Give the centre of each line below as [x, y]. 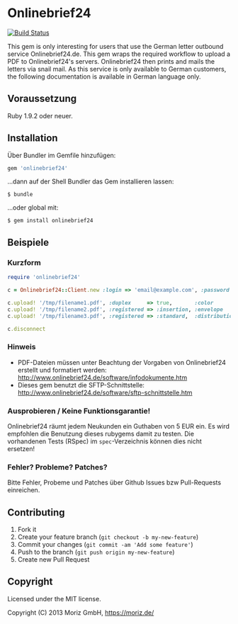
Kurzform [24, 262]
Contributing [36, 512]
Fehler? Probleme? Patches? [57, 467]
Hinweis [22, 347]
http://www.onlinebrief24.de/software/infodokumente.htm [102, 378]
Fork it [27, 530]
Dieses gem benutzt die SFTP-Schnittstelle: [81, 385]
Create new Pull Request [53, 560]
